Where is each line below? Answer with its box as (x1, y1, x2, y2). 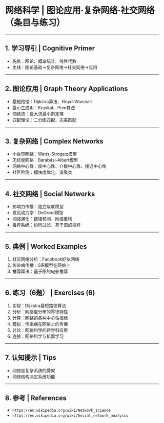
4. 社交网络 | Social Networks (5, 189, 95, 198)
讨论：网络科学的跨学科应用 (12, 327, 68, 333)
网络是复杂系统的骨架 (12, 367, 55, 373)
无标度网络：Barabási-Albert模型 (12, 157, 79, 163)
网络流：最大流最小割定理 (12, 111, 64, 117)
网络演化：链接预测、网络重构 (12, 216, 72, 222)
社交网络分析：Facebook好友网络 (12, 256, 80, 262)
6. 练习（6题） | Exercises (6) (5, 289, 95, 297)
